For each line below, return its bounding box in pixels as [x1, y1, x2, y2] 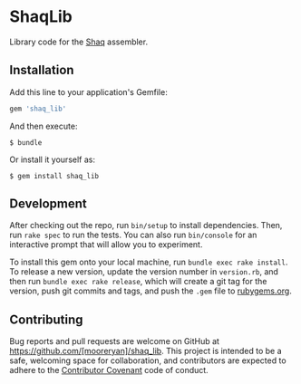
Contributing [9, 312, 83, 327]
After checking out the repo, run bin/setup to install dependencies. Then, [9, 220, 283, 231]
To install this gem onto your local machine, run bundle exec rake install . [9, 256, 288, 268]
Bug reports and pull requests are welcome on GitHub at [9, 336, 220, 347]
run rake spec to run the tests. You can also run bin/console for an [9, 229, 257, 241]
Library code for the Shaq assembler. [9, 36, 148, 47]
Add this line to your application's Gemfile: [9, 86, 168, 97]
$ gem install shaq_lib [9, 171, 100, 180]
